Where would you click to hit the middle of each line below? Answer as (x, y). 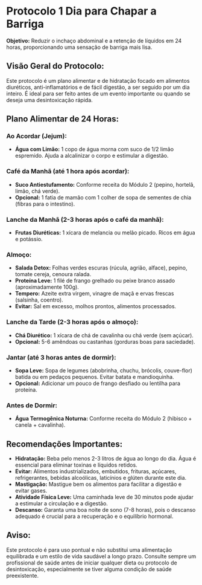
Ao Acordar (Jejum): (37, 136)
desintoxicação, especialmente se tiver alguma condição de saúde (89, 569)
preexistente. (23, 575)
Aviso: (19, 535)
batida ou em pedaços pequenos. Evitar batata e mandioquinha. (94, 377)
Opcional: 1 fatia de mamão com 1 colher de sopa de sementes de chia (103, 197)
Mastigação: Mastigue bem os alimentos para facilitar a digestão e (98, 484)
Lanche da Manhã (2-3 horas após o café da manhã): (85, 219)
